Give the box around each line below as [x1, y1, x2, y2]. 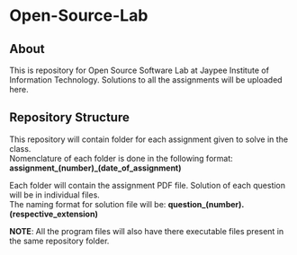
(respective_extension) [9, 208, 99, 219]
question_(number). [167, 198, 245, 209]
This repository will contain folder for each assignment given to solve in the [9, 134, 289, 145]
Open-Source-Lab [9, 5, 148, 26]
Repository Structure [9, 110, 130, 126]
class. [9, 143, 31, 154]
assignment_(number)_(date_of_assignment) [9, 163, 182, 173]
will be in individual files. [9, 189, 101, 200]
